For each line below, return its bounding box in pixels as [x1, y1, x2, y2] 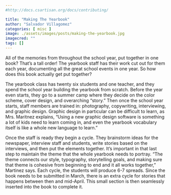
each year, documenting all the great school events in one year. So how [5, 65, 156, 72]
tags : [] [5, 41, 24, 46]
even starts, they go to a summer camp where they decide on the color [5, 92, 155, 98]
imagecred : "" [5, 36, 36, 41]
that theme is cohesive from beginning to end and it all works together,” [5, 162, 156, 168]
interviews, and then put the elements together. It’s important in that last [5, 145, 157, 151]
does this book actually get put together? [5, 71, 92, 77]
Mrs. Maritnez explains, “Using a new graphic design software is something [5, 113, 165, 120]
